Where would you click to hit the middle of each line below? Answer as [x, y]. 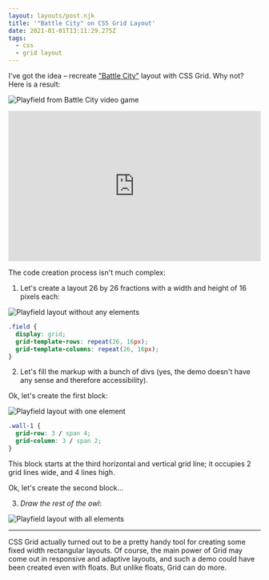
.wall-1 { [25, 426]
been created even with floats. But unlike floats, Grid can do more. [117, 567]
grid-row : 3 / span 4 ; [53, 433]
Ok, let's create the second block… [66, 487]
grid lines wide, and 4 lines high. [62, 472]
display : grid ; [41, 334]
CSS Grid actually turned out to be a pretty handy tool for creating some [127, 542]
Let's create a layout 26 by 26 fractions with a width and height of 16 [133, 288]
